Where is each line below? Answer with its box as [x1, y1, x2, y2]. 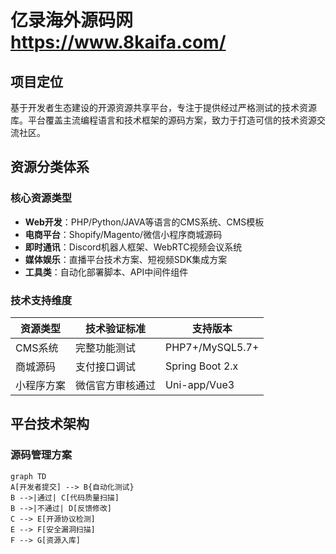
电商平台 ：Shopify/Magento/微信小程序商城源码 [24, 228, 223, 240]
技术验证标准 [85, 321, 147, 335]
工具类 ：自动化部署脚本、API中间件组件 [24, 266, 189, 278]
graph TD [10, 471, 47, 481]
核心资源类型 [10, 191, 73, 205]
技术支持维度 [10, 293, 73, 307]
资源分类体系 [10, 159, 90, 176]
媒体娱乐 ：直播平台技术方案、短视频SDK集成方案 [24, 253, 228, 265]
